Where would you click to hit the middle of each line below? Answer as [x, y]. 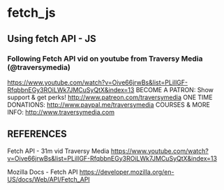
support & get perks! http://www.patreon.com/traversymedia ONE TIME [110, 97]
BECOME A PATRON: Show [175, 89]
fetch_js [31, 13]
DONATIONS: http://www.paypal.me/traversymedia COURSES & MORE [109, 104]
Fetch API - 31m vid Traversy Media [58, 151]
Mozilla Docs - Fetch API [43, 172]
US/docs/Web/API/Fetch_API [49, 179]
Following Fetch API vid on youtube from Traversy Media [105, 59]
